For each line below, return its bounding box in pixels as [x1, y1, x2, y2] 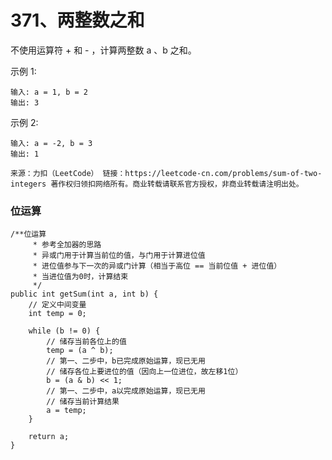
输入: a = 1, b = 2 [10, 87, 89, 97]
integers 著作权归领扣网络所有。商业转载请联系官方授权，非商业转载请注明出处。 [10, 179, 304, 189]
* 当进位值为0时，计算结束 [32, 272, 129, 282]
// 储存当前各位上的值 [46, 337, 127, 347]
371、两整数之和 [10, 9, 145, 32]
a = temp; [46, 406, 87, 416]
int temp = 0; [28, 309, 87, 319]
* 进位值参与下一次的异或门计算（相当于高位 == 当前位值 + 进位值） [32, 261, 282, 271]
